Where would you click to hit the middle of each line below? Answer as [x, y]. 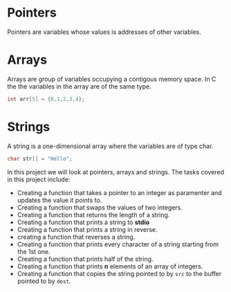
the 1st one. [34, 251]
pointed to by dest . [44, 281]
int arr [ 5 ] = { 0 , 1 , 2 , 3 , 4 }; [46, 99]
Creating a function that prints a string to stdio [83, 222]
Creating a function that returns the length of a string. [93, 215]
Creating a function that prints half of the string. [85, 259]
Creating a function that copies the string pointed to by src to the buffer [119, 273]
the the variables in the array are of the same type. [79, 86]
